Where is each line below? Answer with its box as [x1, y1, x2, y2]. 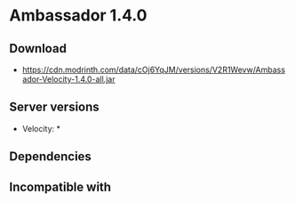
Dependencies [9, 149, 92, 165]
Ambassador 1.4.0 [9, 5, 147, 26]
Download [9, 41, 67, 56]
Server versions [9, 100, 100, 115]
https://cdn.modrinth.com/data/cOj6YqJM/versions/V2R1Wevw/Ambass [21, 64, 286, 75]
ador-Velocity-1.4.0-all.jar [21, 74, 116, 85]
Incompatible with [9, 179, 112, 194]
